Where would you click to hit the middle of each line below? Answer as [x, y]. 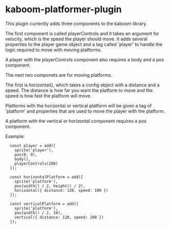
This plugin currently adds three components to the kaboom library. [76, 24]
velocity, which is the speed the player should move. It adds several [77, 39]
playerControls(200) [36, 164]
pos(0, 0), [26, 154]
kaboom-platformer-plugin [64, 9]
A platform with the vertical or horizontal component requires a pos [76, 121]
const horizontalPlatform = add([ [46, 177]
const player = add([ [33, 146]
